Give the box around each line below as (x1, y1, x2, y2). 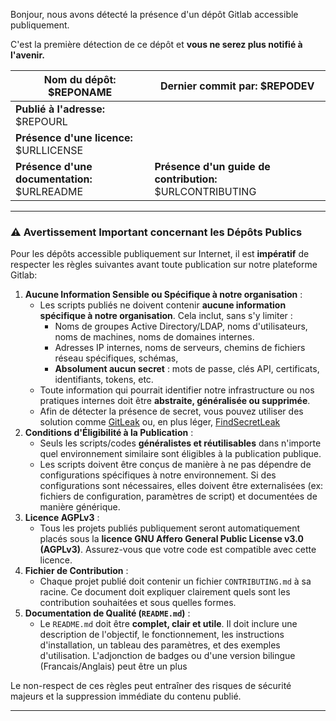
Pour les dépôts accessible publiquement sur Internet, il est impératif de (10, 248, 310, 260)
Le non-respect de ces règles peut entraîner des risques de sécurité (10, 680, 292, 692)
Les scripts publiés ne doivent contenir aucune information (39, 299, 287, 311)
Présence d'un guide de (154, 160, 271, 173)
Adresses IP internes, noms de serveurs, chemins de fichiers (54, 342, 306, 354)
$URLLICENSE (15, 144, 84, 157)
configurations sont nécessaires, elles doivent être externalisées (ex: (39, 480, 324, 492)
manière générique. (39, 501, 121, 513)
